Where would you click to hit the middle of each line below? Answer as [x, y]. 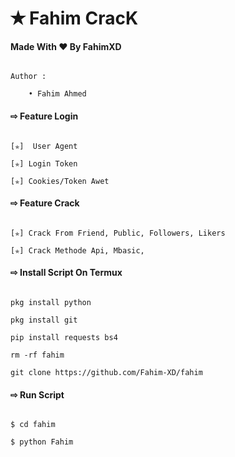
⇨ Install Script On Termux [66, 273]
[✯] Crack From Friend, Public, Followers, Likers [118, 233]
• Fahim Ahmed [57, 94]
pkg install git [44, 320]
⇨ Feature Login [44, 116]
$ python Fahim [42, 442]
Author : [28, 77]
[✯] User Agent [44, 146]
